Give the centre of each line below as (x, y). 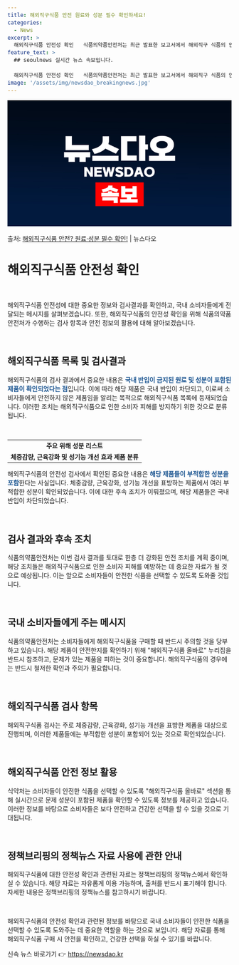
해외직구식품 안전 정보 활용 (62, 772)
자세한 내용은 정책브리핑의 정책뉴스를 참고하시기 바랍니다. (87, 892)
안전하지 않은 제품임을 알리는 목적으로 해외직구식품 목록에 (118, 397)
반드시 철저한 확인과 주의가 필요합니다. (68, 668)
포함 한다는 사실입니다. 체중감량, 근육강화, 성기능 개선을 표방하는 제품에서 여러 (115, 483)
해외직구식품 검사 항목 (53, 707)
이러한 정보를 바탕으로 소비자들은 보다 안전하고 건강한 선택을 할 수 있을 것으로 (115, 808)
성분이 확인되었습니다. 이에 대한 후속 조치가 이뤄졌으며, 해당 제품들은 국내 (128, 492)
